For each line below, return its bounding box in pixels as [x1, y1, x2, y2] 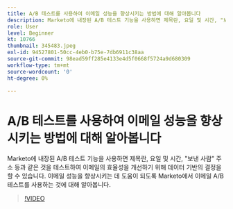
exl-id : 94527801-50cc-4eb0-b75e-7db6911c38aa [7, 49, 144, 56]
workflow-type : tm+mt [7, 62, 70, 69]
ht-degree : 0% [7, 74, 49, 82]
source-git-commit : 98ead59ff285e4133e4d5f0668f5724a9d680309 [7, 56, 191, 62]
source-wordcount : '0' [7, 68, 73, 75]
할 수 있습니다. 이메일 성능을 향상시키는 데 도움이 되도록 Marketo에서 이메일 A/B [7, 172, 224, 181]
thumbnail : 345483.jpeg [7, 42, 76, 49]
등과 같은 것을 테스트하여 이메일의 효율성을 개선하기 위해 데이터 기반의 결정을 [14, 163, 222, 172]
